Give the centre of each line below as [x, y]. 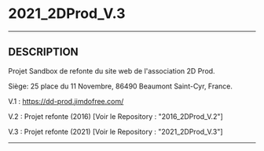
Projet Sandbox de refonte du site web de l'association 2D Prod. [112, 70]
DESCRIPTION [43, 52]
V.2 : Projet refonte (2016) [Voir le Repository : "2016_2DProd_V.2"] [116, 116]
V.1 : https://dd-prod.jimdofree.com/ [66, 101]
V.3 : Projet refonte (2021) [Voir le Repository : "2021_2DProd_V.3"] [115, 131]
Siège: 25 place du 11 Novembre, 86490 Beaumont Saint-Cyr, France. [121, 86]
